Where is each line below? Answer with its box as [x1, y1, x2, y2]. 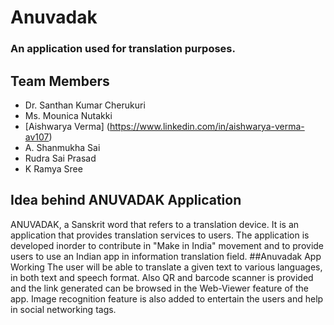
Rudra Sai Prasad [24, 152, 97, 164]
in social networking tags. [10, 303, 117, 315]
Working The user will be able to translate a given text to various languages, [10, 261, 323, 273]
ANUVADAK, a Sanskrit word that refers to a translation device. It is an [10, 218, 300, 230]
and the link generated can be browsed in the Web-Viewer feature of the [10, 282, 309, 294]
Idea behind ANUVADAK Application [10, 192, 242, 209]
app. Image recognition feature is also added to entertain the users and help [10, 292, 324, 305]
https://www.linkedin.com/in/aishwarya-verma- [109, 120, 305, 132]
